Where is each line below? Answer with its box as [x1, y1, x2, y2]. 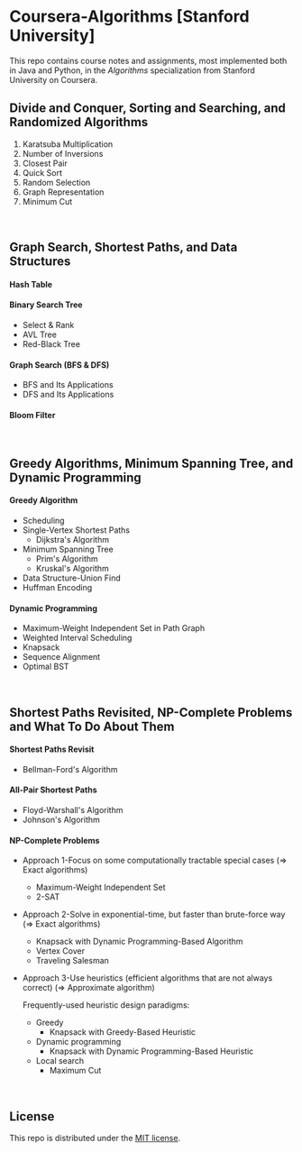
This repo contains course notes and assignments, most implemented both [9, 55, 288, 66]
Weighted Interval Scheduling [22, 633, 133, 644]
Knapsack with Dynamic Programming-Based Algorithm [35, 936, 243, 947]
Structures [9, 254, 71, 270]
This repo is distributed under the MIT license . [9, 1132, 181, 1143]
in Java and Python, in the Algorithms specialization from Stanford [9, 65, 255, 76]
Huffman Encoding [22, 581, 93, 592]
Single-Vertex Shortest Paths [22, 525, 131, 535]
